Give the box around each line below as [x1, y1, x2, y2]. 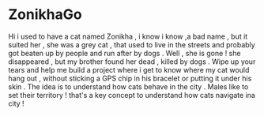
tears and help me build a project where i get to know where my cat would [8, 65, 250, 74]
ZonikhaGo [8, 6, 82, 24]
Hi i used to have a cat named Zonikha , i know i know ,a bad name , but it [8, 32, 248, 41]
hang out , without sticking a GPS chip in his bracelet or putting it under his [8, 73, 252, 83]
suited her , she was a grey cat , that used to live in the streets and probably [8, 39, 255, 49]
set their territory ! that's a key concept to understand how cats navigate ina [8, 90, 255, 99]
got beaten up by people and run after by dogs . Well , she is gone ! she [8, 48, 241, 58]
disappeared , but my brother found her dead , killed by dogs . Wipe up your [8, 57, 256, 66]
